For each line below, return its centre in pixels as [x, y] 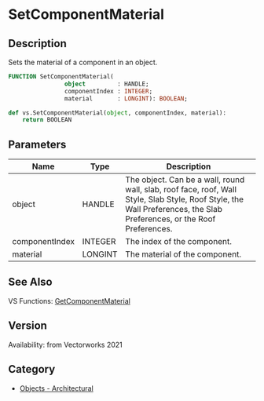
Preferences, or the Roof [170, 219]
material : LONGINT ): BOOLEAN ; [126, 98]
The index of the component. [178, 242]
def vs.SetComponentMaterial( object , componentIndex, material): [117, 113]
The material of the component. [183, 254]
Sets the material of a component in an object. [83, 62]
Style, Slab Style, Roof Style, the [185, 199]
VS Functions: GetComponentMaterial [70, 301]
